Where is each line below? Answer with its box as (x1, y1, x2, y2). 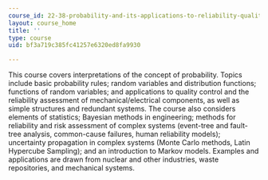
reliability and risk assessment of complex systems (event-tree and (8, 121, 229, 131)
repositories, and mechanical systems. (8, 163, 136, 173)
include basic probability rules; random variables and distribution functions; (8, 79, 257, 88)
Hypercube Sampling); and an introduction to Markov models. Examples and (8, 147, 259, 156)
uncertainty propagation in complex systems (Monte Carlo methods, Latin (8, 138, 251, 147)
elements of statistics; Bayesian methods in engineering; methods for (8, 112, 236, 122)
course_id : (8, 11, 45, 20)
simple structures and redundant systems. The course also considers (8, 104, 236, 114)
